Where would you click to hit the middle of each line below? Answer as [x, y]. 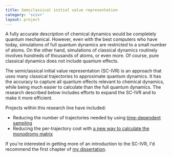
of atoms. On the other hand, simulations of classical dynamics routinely [81, 50]
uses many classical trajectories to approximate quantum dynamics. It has [83, 76]
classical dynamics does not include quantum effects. [62, 61]
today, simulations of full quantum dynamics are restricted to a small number [86, 45]
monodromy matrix [33, 134]
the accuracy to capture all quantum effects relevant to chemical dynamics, [85, 82]
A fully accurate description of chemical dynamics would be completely [81, 34]
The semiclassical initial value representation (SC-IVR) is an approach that [83, 71]
